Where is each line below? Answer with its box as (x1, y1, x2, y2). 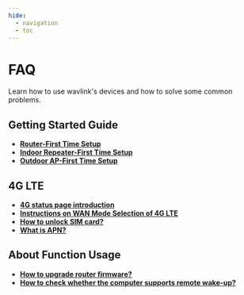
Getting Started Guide (8, 118, 119, 132)
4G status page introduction (19, 200, 115, 209)
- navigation (15, 19, 59, 27)
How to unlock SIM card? (19, 216, 105, 226)
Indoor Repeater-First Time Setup (19, 147, 133, 157)
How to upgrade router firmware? (19, 269, 132, 278)
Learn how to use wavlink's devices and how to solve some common (8, 86, 233, 96)
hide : (8, 11, 26, 20)
